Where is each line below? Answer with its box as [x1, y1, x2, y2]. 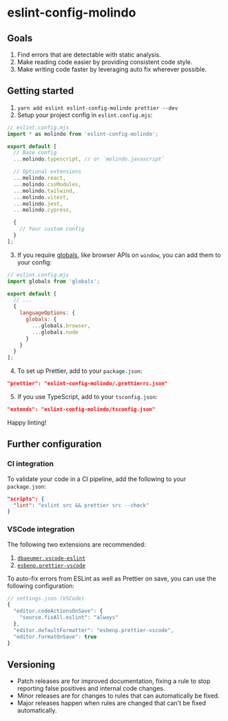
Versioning [7, 658, 55, 670]
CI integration [7, 459, 54, 469]
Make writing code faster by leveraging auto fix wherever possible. [17, 65, 207, 73]
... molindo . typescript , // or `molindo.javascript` [13, 156, 165, 163]
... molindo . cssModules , [13, 181, 81, 187]
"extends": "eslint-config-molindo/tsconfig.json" [7, 406, 156, 413]
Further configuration [7, 438, 102, 450]
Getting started [7, 85, 74, 97]
